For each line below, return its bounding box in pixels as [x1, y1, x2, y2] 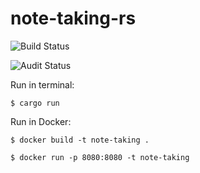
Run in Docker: [10, 115, 72, 127]
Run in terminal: [10, 78, 75, 91]
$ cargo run [10, 98, 60, 108]
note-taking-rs [10, 7, 137, 30]
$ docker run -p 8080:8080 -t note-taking [10, 152, 190, 162]
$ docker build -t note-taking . [10, 135, 150, 145]
